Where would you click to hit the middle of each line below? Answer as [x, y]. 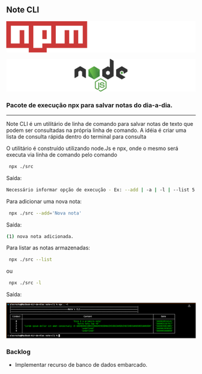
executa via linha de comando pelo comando [62, 154]
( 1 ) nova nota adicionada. [40, 236]
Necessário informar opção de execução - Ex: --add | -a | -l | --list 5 [101, 190]
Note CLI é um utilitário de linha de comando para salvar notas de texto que [100, 123]
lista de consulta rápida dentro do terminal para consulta [76, 136]
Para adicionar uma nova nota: [44, 201]
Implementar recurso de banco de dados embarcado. [81, 364]
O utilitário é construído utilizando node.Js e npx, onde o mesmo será [92, 148]
